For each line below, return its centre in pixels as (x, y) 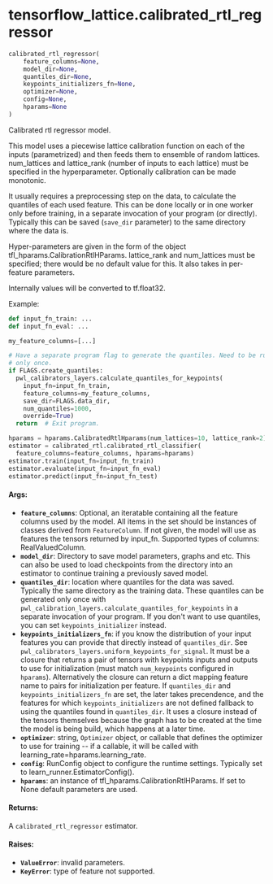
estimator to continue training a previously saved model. (114, 573)
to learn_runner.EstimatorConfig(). (77, 772)
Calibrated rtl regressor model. (60, 130)
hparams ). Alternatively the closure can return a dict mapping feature (134, 677)
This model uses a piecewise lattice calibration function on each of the (127, 146)
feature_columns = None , (61, 61)
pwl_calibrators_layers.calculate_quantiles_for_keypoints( (119, 379)
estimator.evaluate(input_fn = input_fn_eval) (85, 468)
